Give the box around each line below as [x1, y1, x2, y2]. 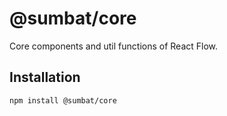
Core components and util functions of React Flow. [9, 40, 219, 52]
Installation [9, 69, 81, 86]
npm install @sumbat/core [9, 95, 117, 106]
